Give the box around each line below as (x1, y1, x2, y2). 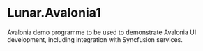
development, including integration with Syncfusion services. (7, 35, 183, 43)
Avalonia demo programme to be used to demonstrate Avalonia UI (7, 28, 197, 36)
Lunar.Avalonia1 (7, 5, 101, 21)
